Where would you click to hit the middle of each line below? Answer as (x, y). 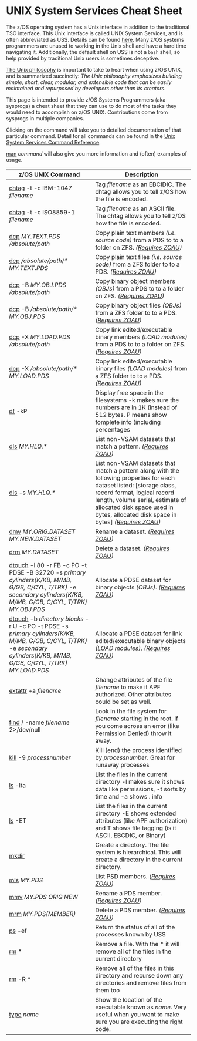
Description (142, 174)
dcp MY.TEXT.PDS (35, 236)
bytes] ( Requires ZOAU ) (128, 522)
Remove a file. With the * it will (137, 944)
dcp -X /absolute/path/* (43, 368)
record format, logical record (135, 493)
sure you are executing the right (139, 1022)
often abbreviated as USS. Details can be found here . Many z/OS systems (95, 39)
